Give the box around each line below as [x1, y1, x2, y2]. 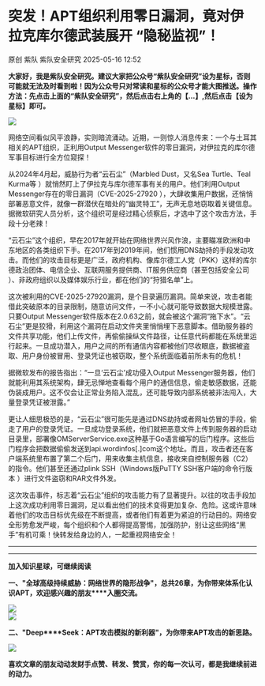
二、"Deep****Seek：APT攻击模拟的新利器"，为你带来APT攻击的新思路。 [8, 628, 256, 637]
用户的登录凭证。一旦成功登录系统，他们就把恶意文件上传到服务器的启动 [21, 424, 257, 433]
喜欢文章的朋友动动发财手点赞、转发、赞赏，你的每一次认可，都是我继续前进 [8, 659, 257, 669]
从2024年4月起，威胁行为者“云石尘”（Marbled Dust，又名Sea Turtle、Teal [8, 169, 251, 179]
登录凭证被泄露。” [14, 397, 71, 407]
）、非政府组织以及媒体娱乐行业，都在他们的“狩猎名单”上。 [8, 274, 198, 285]
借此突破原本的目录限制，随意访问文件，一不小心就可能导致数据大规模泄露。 [8, 301, 257, 311]
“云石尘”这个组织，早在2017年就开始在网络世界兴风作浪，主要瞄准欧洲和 [8, 235, 244, 245]
